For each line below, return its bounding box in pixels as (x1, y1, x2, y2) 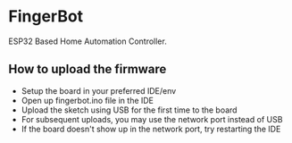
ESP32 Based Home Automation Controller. (8, 36, 167, 46)
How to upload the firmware (8, 62, 167, 77)
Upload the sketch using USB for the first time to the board (21, 105, 238, 115)
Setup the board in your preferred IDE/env (21, 85, 177, 96)
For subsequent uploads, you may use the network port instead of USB (21, 114, 283, 124)
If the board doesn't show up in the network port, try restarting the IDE (21, 123, 281, 134)
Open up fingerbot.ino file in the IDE (21, 95, 154, 105)
